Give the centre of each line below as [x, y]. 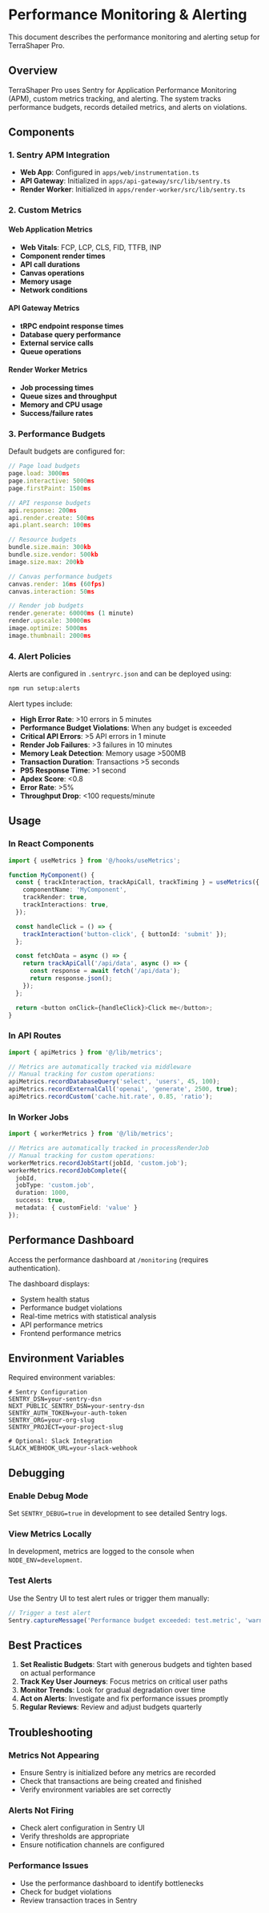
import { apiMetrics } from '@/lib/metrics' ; [85, 1052]
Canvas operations [52, 272]
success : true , [41, 1201]
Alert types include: [41, 704]
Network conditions [54, 289]
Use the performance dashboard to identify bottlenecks [112, 1883]
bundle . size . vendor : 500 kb [53, 555]
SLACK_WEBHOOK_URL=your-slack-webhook [73, 1448]
